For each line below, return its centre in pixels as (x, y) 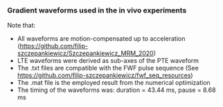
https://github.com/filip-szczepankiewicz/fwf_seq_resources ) (105, 75)
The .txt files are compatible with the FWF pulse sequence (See (108, 68)
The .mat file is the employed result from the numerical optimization (114, 83)
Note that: (21, 26)
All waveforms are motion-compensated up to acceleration (101, 39)
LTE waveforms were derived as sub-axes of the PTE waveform (108, 61)
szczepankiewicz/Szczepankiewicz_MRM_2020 (85, 53)
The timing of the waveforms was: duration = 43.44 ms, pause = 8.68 (116, 90)
